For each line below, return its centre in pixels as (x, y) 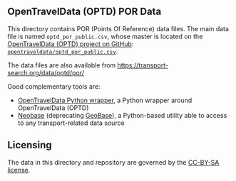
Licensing (30, 145)
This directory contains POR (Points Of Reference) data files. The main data (118, 28)
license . (19, 170)
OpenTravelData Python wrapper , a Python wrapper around (105, 100)
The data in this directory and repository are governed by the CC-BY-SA (113, 162)
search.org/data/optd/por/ (46, 72)
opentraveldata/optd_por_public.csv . (63, 51)
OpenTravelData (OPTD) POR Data (84, 12)
